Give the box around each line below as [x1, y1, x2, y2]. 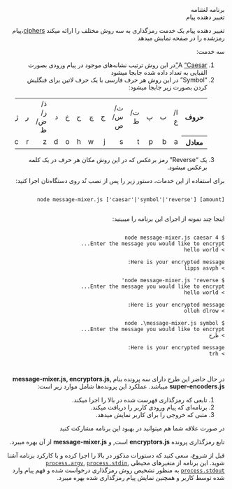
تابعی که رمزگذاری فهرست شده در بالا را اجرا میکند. [71, 395, 208, 404]
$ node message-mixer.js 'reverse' [121, 277, 225, 284]
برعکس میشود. [167, 163, 208, 171]
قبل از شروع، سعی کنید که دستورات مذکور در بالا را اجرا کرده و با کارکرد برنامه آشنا [7, 451, 225, 459]
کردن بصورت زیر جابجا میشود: [128, 83, 208, 92]
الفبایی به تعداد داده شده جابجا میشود [110, 68, 208, 76]
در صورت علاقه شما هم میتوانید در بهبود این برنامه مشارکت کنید [59, 424, 225, 432]
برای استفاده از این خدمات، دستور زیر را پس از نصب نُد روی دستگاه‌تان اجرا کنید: [15, 176, 225, 184]
